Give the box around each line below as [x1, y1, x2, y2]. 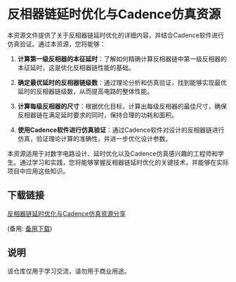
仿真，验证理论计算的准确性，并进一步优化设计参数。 [17, 134, 172, 142]
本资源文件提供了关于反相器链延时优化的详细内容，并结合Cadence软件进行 [7, 31, 225, 39]
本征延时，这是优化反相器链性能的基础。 [17, 63, 135, 72]
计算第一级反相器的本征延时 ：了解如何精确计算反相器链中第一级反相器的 [17, 54, 227, 63]
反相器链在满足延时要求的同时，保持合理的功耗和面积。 [17, 110, 178, 119]
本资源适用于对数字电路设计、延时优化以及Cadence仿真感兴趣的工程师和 [7, 149, 218, 158]
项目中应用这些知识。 [7, 166, 69, 175]
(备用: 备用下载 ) [7, 224, 53, 232]
